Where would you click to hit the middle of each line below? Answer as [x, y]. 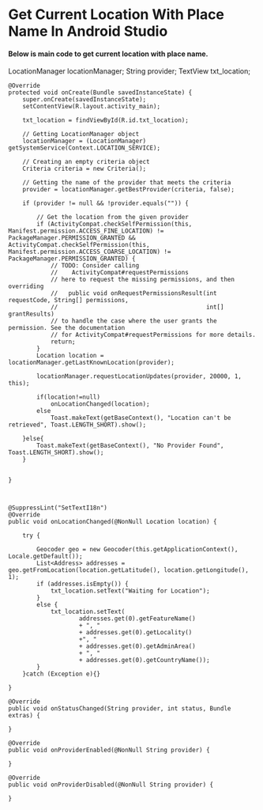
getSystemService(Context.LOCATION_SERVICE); [84, 148]
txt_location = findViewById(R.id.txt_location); [106, 120]
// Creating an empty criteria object [86, 162]
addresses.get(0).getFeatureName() [137, 619]
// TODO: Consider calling [95, 266]
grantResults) [32, 314]
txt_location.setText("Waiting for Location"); [130, 591]
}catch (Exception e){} [62, 674]
